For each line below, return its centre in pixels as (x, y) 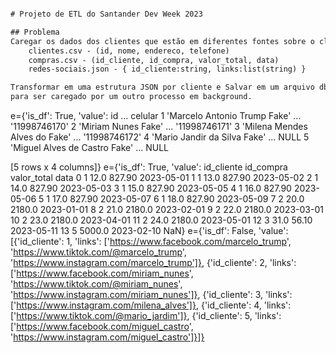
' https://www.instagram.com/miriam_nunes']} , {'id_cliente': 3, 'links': (151, 294)
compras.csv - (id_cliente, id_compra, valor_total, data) (154, 60)
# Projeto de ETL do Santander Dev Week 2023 (106, 14)
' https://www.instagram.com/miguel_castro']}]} (107, 337)
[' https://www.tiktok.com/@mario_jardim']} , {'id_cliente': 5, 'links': (146, 315)
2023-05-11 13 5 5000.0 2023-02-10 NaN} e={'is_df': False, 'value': (149, 230)
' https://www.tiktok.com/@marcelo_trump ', (98, 252)
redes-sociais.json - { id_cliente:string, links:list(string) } (167, 69)
